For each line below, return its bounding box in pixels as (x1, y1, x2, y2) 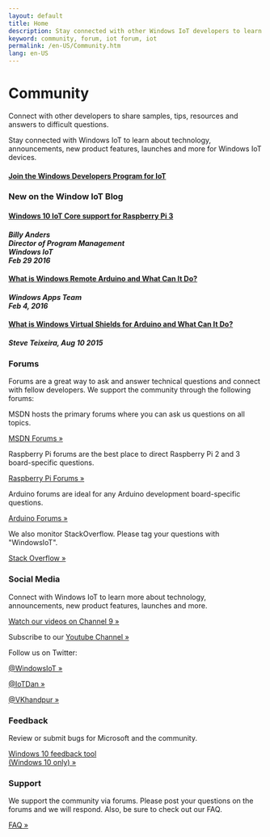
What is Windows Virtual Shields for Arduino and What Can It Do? (8, 319, 234, 329)
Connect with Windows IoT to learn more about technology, (8, 592, 207, 602)
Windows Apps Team (8, 292, 82, 302)
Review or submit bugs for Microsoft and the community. (8, 733, 198, 742)
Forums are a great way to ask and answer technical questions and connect (8, 377, 261, 387)
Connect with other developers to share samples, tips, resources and (8, 111, 238, 120)
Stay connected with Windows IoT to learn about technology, (8, 135, 212, 145)
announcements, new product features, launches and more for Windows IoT (8, 143, 262, 154)
